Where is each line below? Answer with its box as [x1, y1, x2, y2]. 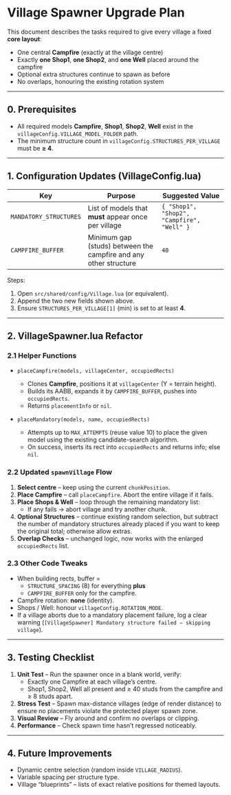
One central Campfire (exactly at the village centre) [16, 48, 164, 56]
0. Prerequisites [7, 104, 77, 116]
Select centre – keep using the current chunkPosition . [16, 483, 170, 491]
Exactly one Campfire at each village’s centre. [27, 677, 157, 686]
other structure [87, 258, 136, 268]
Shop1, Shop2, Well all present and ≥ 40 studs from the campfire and [27, 684, 223, 693]
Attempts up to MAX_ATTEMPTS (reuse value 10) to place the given [27, 428, 208, 437]
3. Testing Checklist [7, 652, 95, 664]
